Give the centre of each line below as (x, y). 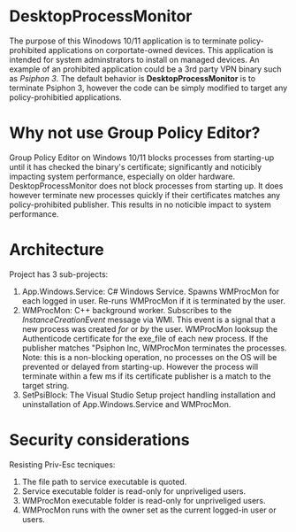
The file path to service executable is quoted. (104, 482)
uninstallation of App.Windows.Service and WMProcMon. (126, 404)
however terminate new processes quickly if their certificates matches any (145, 195)
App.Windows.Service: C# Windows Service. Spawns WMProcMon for (151, 291)
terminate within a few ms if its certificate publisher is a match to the (146, 376)
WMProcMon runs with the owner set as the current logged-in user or (149, 510)
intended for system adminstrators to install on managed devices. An (134, 59)
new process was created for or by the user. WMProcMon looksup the (150, 328)
